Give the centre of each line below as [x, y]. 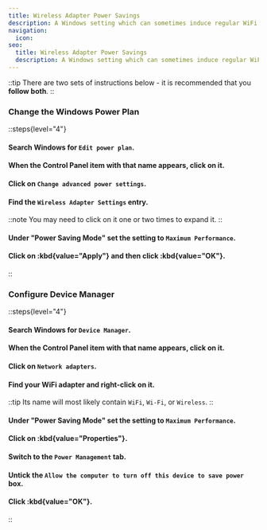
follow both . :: [31, 91]
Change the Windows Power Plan [74, 111]
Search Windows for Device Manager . [70, 329]
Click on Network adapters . [52, 366]
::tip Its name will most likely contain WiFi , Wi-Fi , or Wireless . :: [111, 402]
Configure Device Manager [62, 294]
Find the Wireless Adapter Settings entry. [78, 202]
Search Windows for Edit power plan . [72, 147]
